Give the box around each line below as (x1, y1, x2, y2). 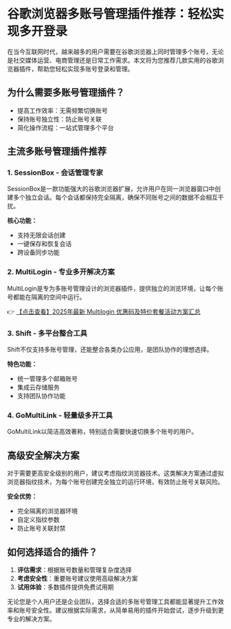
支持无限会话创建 (16, 231, 66, 239)
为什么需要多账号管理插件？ (7, 87, 125, 98)
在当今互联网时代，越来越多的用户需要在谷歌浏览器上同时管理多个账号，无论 (7, 47, 224, 56)
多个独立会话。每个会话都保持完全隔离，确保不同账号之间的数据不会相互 (12, 193, 218, 201)
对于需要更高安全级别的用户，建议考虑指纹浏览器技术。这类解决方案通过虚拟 (7, 469, 224, 478)
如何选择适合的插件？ (7, 546, 98, 558)
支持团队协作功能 (16, 392, 66, 400)
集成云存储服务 (16, 383, 60, 392)
